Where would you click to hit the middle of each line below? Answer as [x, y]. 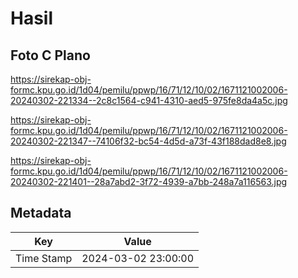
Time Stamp [44, 258]
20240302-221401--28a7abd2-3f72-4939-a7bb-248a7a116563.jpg [149, 181]
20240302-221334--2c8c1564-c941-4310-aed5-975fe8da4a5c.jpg [149, 100]
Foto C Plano [50, 55]
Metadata [41, 213]
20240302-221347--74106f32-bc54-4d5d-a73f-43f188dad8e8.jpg [148, 141]
